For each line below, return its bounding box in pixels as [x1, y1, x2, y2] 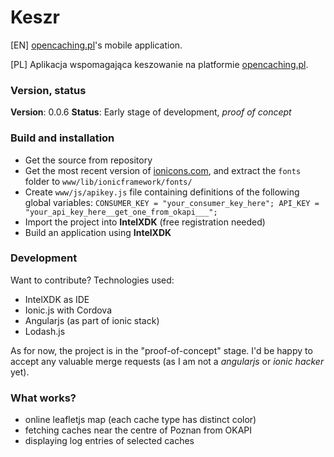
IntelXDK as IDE [24, 293, 90, 305]
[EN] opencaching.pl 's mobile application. [10, 39, 183, 51]
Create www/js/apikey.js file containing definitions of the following [24, 186, 300, 198]
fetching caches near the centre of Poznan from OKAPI [24, 424, 253, 436]
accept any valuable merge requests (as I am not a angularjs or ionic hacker [10, 355, 325, 367]
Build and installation [10, 131, 115, 145]
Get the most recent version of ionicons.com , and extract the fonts [24, 164, 302, 176]
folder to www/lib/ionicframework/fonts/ [24, 175, 193, 187]
